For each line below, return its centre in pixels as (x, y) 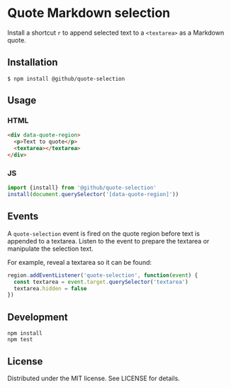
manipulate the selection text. (50, 249)
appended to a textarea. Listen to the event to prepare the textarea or (108, 241)
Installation (33, 63)
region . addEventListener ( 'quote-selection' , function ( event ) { (103, 275)
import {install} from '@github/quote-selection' (82, 188)
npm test (20, 340)
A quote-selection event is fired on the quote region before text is (104, 233)
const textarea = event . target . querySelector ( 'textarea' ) (101, 282)
